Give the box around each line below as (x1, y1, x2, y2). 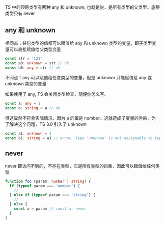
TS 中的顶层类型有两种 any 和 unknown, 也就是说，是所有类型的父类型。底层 (5, 4, 160, 10)
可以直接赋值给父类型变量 (9, 46, 61, 52)
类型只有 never (5, 10, 35, 16)
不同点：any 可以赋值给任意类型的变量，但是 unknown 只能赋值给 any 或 (5, 75, 152, 81)
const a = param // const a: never (14, 206, 87, 211)
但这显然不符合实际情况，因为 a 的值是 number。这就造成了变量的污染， (5, 115, 152, 121)
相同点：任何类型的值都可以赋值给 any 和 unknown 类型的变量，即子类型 (5, 40, 152, 46)
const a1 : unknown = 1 (5, 131, 52, 136)
